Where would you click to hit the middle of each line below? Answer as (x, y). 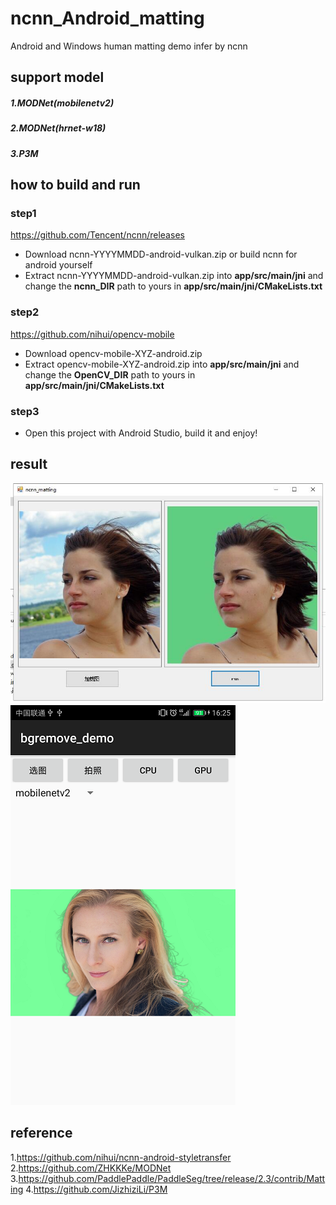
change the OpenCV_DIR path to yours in (110, 374)
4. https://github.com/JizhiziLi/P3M (96, 1189)
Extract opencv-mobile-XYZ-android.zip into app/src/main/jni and (162, 364)
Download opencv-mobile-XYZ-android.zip (113, 353)
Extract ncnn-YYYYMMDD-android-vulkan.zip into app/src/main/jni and (174, 276)
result (29, 464)
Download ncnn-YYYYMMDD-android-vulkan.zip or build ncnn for (161, 254)
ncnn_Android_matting (107, 18)
